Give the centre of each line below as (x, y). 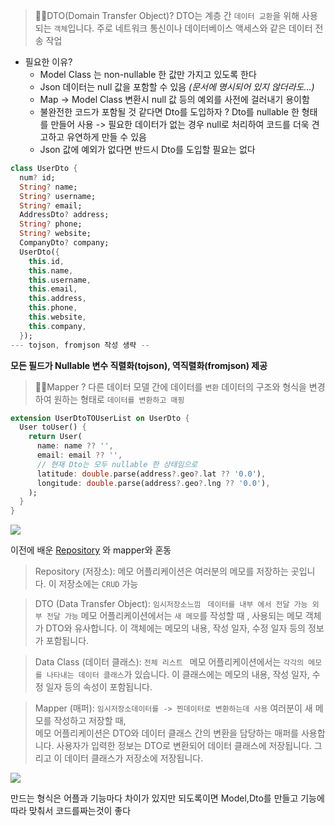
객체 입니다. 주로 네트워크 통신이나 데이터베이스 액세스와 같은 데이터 (183, 28)
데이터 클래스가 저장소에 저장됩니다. (134, 758)
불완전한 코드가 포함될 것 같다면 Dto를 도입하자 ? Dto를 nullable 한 (169, 112)
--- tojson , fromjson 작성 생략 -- (80, 345)
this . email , (53, 289)
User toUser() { (53, 427)
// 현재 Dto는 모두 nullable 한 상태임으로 (117, 464)
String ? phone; (51, 224)
